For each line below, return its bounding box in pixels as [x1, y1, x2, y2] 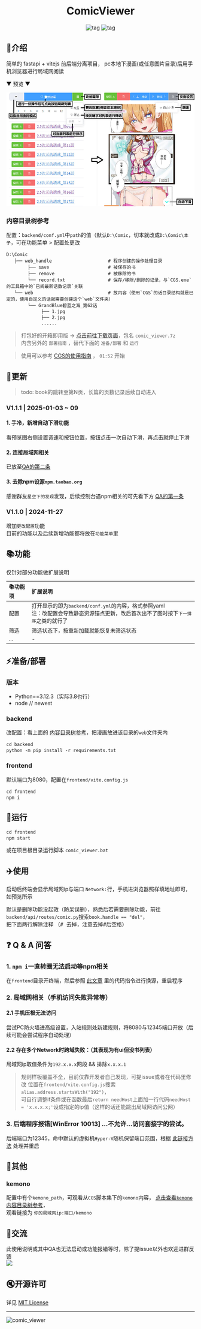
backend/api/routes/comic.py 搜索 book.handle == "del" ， [6, 913, 148, 921]
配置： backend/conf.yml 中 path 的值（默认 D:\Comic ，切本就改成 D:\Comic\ [6, 231, 184, 239]
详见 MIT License [6, 1298, 49, 1306]
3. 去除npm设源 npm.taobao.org [6, 478, 83, 485]
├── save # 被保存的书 [28, 264, 136, 270]
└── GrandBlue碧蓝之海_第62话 [28, 303, 98, 309]
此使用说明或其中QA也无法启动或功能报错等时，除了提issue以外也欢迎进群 [6, 1246, 190, 1253]
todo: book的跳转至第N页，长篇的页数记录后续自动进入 [20, 388, 157, 395]
